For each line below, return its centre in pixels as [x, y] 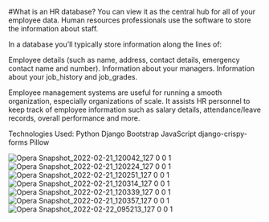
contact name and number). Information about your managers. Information [132, 68]
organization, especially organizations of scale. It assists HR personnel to [129, 101]
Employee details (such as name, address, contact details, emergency [124, 60]
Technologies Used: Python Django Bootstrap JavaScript [102, 134]
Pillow [39, 142]
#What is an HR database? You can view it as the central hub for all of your [132, 12]
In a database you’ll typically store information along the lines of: [115, 44]
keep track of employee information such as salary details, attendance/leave [135, 109]
